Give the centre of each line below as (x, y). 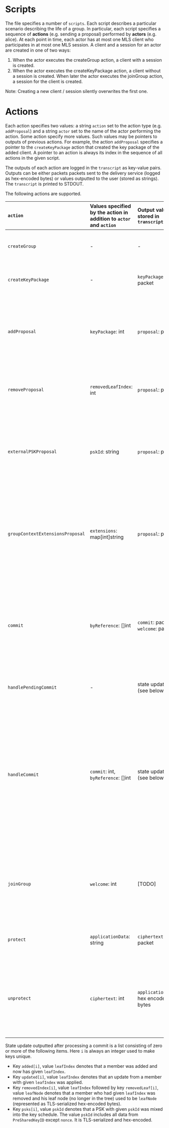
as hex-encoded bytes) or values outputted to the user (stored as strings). (82, 178)
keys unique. (18, 1056)
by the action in (109, 212)
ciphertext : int (107, 998)
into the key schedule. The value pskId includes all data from (75, 1114)
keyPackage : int (107, 331)
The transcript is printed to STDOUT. (45, 184)
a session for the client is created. (48, 81)
